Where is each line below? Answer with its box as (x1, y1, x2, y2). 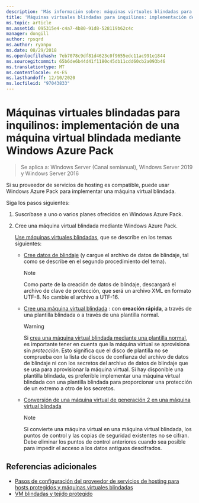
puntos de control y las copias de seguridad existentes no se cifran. (23, 432, 190, 439)
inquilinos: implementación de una (6, 119, 179, 132)
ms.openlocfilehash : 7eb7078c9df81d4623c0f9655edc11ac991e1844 (6, 53, 166, 59)
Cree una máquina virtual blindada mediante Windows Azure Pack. (14, 222, 178, 229)
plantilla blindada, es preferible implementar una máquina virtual (23, 372, 181, 379)
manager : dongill (6, 31, 49, 37)
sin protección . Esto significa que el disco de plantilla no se (23, 347, 168, 354)
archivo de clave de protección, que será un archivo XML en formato (23, 287, 191, 294)
